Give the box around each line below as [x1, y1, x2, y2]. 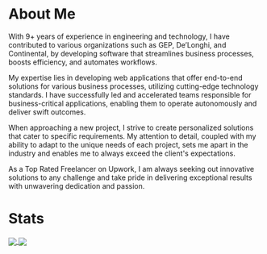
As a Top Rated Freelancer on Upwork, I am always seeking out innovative [8, 164, 255, 173]
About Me [8, 5, 76, 23]
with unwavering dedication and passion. [8, 181, 145, 190]
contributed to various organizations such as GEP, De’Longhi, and [8, 40, 227, 49]
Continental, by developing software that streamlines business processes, [8, 48, 254, 58]
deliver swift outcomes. [8, 106, 86, 117]
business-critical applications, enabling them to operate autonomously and [8, 98, 257, 108]
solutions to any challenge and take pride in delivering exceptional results [8, 173, 252, 182]
